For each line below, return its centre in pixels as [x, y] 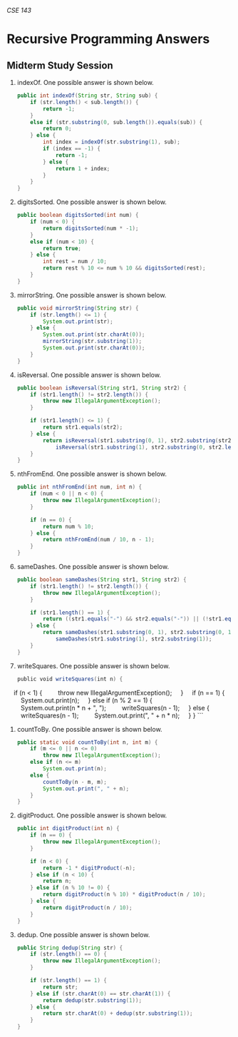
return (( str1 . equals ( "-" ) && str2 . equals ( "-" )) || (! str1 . [134, 619]
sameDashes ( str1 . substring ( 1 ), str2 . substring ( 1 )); [134, 639]
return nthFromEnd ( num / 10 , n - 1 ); [99, 540]
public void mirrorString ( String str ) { [78, 308]
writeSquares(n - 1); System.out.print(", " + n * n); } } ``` [112, 715]
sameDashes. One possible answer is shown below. [93, 567]
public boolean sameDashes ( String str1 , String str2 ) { [102, 580]
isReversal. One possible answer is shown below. [89, 374]
